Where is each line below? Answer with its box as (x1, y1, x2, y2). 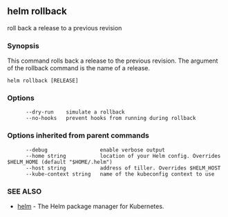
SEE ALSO (7, 186, 42, 196)
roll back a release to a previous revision (7, 23, 122, 32)
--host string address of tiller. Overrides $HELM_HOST (25, 165, 221, 172)
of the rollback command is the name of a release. (7, 64, 151, 72)
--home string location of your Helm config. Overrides (25, 152, 221, 159)
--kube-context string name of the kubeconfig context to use (25, 170, 215, 178)
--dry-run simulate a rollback (25, 109, 126, 116)
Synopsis (7, 41, 39, 50)
